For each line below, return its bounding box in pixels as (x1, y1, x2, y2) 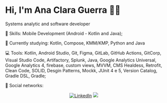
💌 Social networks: (5, 82, 44, 88)
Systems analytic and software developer (5, 21, 91, 27)
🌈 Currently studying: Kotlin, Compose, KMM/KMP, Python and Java (5, 40, 146, 46)
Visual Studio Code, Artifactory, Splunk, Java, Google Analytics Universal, (5, 57, 157, 63)
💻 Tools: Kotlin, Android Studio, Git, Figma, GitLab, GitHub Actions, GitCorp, (5, 50, 162, 56)
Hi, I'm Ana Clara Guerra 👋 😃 (5, 4, 121, 16)
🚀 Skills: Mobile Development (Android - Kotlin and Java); (5, 30, 123, 36)
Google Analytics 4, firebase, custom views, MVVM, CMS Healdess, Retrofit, (5, 62, 163, 68)
